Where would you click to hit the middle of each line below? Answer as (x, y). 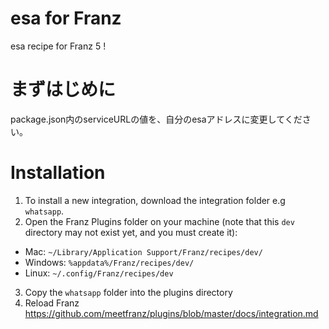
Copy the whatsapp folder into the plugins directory (128, 292)
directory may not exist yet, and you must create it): (131, 232)
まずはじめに (63, 89)
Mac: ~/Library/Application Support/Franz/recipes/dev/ (143, 251)
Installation (58, 173)
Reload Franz (52, 303)
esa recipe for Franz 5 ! (58, 46)
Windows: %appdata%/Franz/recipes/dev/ (109, 262)
